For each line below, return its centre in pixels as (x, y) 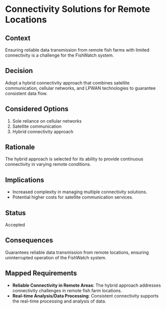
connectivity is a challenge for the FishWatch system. (59, 55)
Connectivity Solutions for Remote (78, 9)
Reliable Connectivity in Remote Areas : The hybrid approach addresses (86, 285)
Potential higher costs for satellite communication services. (73, 197)
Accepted (15, 225)
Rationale (20, 147)
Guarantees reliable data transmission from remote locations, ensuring (77, 252)
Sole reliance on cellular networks (47, 121)
